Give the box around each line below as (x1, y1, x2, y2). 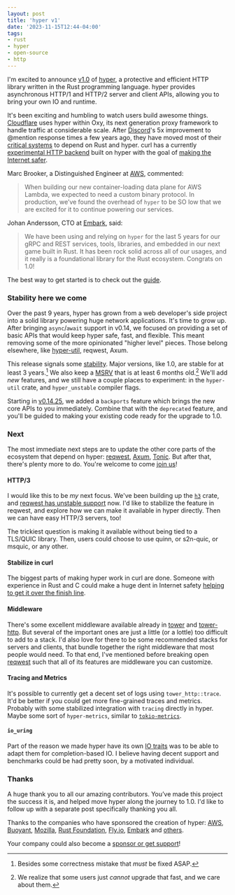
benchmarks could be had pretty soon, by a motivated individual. (7, 757, 194, 765)
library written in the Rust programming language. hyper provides (7, 82, 196, 91)
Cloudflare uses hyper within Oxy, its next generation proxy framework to (7, 118, 219, 127)
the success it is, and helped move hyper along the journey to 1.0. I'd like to (7, 798, 224, 806)
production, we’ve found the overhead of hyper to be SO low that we (24, 197, 222, 206)
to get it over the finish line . (7, 589, 86, 597)
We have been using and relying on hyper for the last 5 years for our (24, 232, 220, 240)
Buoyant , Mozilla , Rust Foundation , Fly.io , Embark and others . (7, 826, 184, 834)
